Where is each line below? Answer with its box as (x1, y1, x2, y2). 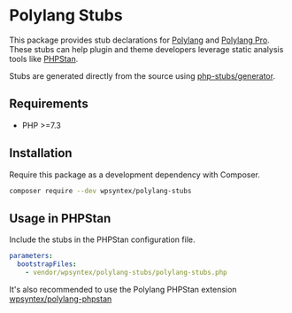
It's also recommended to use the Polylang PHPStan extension (9, 284, 237, 294)
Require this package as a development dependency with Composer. (9, 169, 261, 180)
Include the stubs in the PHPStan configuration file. (9, 234, 196, 245)
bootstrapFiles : (17, 260, 77, 269)
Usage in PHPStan (9, 210, 111, 226)
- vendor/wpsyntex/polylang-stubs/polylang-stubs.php (25, 268, 227, 277)
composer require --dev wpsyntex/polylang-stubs (9, 186, 192, 195)
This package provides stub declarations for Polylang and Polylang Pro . (9, 35, 270, 45)
